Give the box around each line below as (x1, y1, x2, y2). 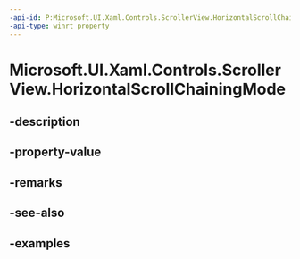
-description (9, 114, 80, 129)
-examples (9, 236, 71, 251)
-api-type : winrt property (9, 21, 110, 30)
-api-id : (9, 13, 42, 22)
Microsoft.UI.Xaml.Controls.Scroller (9, 60, 281, 80)
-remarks (9, 175, 62, 190)
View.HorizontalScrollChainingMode (9, 79, 286, 99)
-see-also (9, 205, 65, 221)
